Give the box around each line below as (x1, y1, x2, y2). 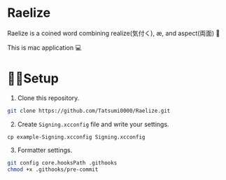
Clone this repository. (17, 93, 80, 102)
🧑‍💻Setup (7, 71, 59, 87)
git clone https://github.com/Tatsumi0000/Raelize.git (7, 107, 171, 114)
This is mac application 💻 (7, 43, 82, 52)
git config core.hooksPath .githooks (7, 159, 118, 166)
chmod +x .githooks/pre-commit (7, 166, 99, 173)
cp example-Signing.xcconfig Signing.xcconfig (7, 133, 146, 141)
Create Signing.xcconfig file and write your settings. (17, 120, 169, 128)
